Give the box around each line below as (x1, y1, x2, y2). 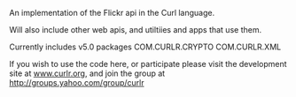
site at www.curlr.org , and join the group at (9, 68, 166, 78)
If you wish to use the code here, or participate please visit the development (9, 59, 287, 69)
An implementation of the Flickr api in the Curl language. (9, 8, 215, 18)
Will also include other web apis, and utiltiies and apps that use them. (9, 25, 262, 34)
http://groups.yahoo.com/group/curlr (9, 78, 144, 87)
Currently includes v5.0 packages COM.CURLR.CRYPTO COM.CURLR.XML (9, 41, 282, 52)
